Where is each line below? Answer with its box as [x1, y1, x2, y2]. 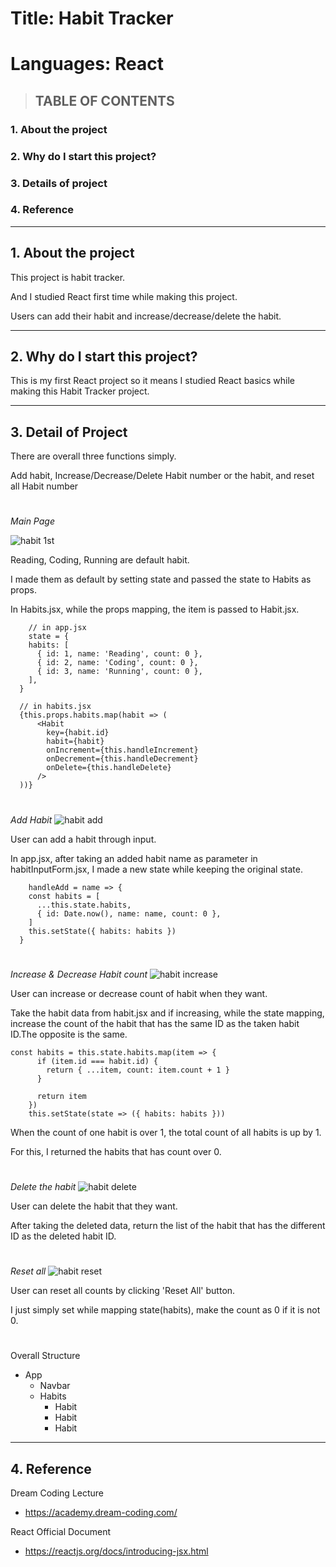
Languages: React [10, 53, 164, 76]
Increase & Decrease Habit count [10, 968, 148, 980]
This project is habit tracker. [10, 271, 126, 283]
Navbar [39, 1380, 71, 1392]
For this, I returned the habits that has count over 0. [10, 1145, 222, 1157]
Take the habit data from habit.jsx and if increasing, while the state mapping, [10, 1007, 325, 1019]
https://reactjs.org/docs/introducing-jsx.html [24, 1545, 209, 1557]
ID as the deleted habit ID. [10, 1230, 117, 1242]
